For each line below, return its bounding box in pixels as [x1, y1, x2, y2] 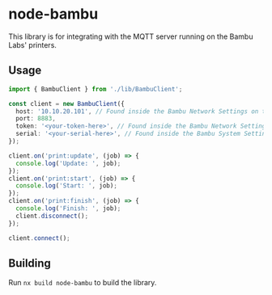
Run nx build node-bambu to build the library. [8, 278, 157, 288]
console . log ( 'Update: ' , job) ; [15, 159, 121, 167]
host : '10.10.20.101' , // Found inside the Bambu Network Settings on [15, 107, 259, 116]
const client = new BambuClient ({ [8, 99, 125, 107]
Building [8, 256, 51, 270]
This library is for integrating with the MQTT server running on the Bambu [8, 32, 253, 41]
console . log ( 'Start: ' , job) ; [15, 182, 117, 190]
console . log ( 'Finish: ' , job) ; [15, 204, 121, 213]
